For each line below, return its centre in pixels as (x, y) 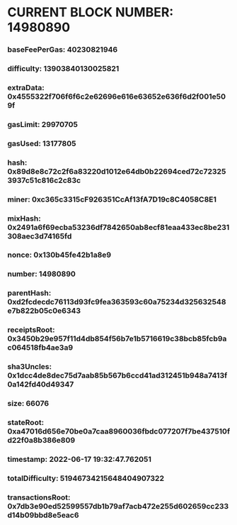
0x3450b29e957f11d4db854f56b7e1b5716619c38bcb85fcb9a (117, 339)
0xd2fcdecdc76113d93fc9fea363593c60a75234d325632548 (117, 302)
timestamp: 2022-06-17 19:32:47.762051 (80, 459)
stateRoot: (26, 423)
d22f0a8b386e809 (41, 441)
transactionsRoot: (39, 497)
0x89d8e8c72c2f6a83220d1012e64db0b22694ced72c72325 (117, 171)
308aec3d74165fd (40, 236)
